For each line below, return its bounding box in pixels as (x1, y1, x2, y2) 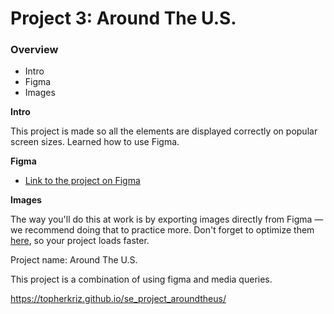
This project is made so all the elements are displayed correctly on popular (10, 125, 318, 137)
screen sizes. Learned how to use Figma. (10, 136, 180, 148)
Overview (10, 43, 59, 57)
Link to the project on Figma (24, 175, 141, 187)
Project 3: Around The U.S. (10, 7, 237, 30)
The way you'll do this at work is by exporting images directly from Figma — (10, 213, 324, 226)
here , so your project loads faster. (10, 235, 150, 247)
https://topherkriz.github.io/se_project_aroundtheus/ (10, 293, 227, 305)
